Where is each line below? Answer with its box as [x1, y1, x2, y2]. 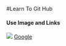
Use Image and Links [6, 19, 61, 26]
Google [13, 33, 32, 41]
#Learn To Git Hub [6, 5, 53, 12]
